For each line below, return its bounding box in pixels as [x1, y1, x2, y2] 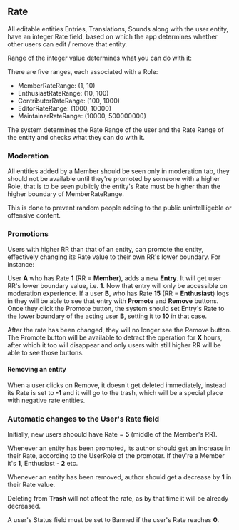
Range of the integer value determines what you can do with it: [7, 53, 193, 62]
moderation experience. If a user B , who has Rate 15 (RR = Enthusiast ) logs [7, 289, 230, 298]
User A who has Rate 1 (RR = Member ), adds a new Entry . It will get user [7, 274, 222, 282]
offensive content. [7, 211, 61, 220]
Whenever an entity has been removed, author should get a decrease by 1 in [7, 472, 232, 481]
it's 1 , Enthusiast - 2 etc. [7, 459, 78, 467]
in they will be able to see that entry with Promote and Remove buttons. [7, 297, 219, 305]
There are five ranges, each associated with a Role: [7, 67, 158, 76]
